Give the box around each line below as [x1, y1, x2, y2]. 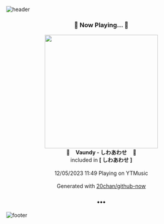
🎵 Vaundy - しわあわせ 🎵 [66, 149, 137, 156]
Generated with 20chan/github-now [57, 182, 146, 190]
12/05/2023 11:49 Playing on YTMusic [54, 170, 149, 177]
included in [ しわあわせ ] [70, 156, 133, 163]
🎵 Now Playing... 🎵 [74, 21, 129, 29]
